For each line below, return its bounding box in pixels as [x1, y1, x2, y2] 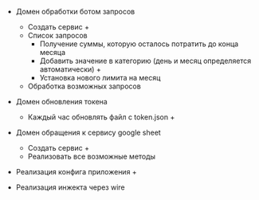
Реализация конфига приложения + [15, 167, 137, 176]
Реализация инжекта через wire [15, 182, 125, 192]
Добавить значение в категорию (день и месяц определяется [39, 56, 252, 65]
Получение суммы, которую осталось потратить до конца [39, 39, 239, 49]
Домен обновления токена [15, 97, 108, 106]
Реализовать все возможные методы [27, 151, 156, 161]
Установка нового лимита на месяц [39, 73, 161, 82]
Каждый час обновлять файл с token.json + [27, 112, 175, 122]
